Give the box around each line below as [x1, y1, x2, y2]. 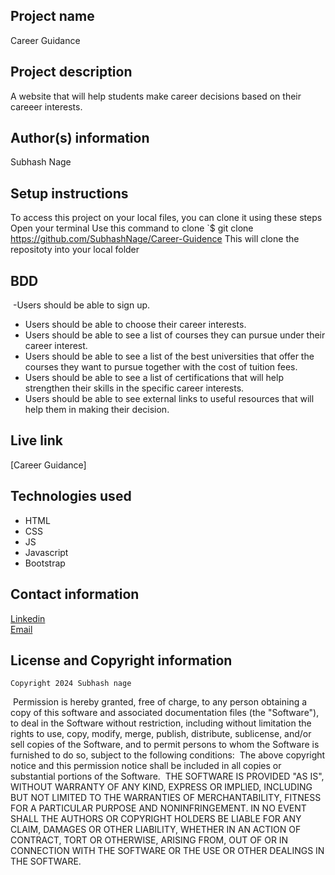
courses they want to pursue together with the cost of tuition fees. [24, 361, 298, 373]
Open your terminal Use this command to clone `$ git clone [10, 222, 254, 234]
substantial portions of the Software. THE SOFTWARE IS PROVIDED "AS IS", [10, 770, 325, 783]
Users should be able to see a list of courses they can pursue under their [24, 329, 326, 341]
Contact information [10, 586, 140, 603]
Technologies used [10, 488, 132, 505]
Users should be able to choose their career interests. [24, 319, 247, 331]
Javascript [24, 546, 69, 558]
